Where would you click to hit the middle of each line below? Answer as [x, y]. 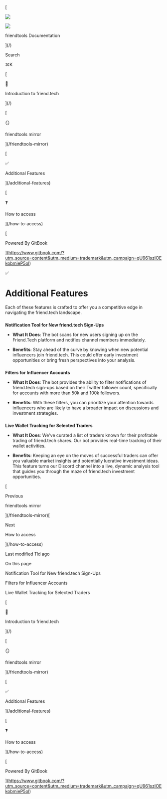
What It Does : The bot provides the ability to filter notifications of [79, 382]
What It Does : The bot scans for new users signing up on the [75, 334]
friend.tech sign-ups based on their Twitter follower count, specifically [85, 387]
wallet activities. [29, 446]
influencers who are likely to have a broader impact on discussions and [85, 408]
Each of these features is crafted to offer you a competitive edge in [74, 307]
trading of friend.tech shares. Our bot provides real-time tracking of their [87, 440]
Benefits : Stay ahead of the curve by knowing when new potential [80, 349]
